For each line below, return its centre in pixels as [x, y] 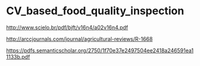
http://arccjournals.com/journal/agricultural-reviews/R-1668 [79, 39]
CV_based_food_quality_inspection [95, 11]
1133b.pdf [18, 56]
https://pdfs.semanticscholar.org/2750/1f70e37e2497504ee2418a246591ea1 [100, 50]
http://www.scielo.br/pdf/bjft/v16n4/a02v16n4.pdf [67, 27]
